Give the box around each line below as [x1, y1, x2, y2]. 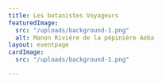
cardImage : [8, 48, 44, 56]
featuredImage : [8, 19, 59, 27]
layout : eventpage [8, 41, 69, 49]
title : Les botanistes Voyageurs [8, 11, 119, 20]
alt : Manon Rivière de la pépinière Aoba [15, 33, 155, 42]
